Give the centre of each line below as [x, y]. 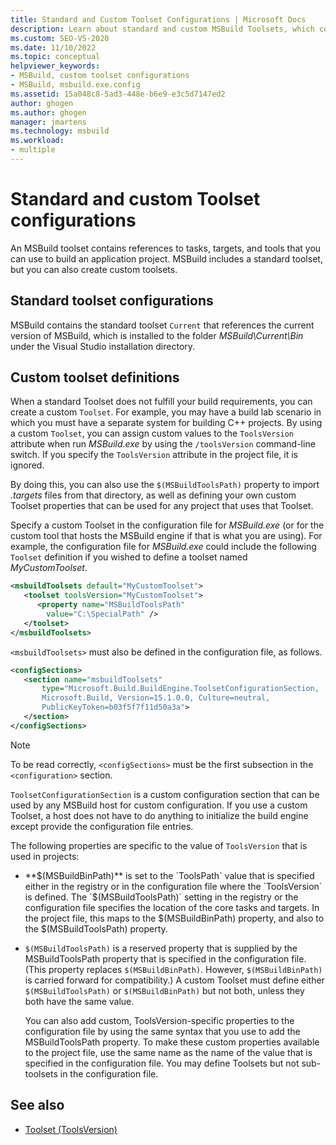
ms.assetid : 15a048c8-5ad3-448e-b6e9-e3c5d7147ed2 [118, 94]
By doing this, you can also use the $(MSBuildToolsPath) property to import [165, 485]
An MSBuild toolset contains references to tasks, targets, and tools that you [166, 248]
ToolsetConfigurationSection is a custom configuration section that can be [165, 794]
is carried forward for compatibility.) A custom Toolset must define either [174, 980]
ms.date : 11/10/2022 [53, 47]
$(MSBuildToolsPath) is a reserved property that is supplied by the [161, 948]
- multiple [33, 150]
